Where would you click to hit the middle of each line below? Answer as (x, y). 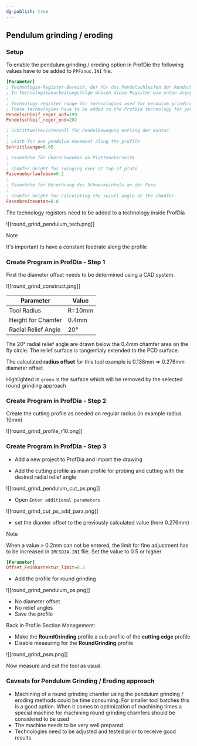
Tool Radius (25, 310)
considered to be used (42, 719)
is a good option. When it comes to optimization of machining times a (98, 706)
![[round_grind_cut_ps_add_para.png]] (52, 511)
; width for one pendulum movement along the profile (73, 142)
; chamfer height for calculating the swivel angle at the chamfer (90, 196)
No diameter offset (37, 601)
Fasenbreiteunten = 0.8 (33, 201)
